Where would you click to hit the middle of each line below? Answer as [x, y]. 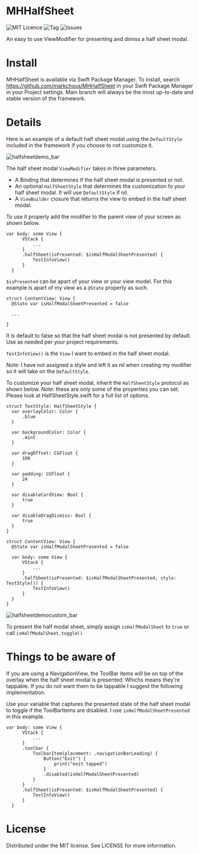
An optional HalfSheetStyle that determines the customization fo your [100, 186]
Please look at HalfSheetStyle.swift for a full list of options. [78, 395]
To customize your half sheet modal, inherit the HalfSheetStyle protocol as [97, 382]
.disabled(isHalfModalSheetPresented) [91, 774]
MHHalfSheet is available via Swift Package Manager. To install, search [93, 79]
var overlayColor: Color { [45, 412]
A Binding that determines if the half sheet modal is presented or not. [99, 180]
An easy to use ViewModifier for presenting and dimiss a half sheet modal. [97, 39]
